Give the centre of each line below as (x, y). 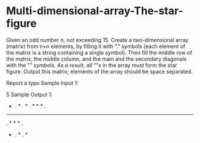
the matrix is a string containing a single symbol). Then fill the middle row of (99, 52)
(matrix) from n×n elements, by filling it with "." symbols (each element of (96, 46)
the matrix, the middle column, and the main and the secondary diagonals (96, 59)
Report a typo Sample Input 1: (42, 83)
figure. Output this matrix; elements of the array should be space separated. (99, 71)
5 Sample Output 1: (29, 94)
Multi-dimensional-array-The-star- (95, 11)
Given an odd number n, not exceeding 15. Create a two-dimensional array (97, 40)
